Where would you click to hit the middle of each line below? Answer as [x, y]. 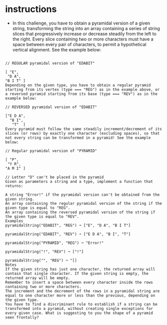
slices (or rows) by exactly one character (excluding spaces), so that [82, 133]
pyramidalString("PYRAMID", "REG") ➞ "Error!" [54, 243]
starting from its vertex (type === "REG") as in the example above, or [82, 89]
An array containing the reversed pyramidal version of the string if [80, 212]
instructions [31, 9]
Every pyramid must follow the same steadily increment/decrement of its [84, 129]
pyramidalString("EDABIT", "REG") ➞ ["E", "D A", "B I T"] [68, 225]
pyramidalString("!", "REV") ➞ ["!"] [44, 251]
